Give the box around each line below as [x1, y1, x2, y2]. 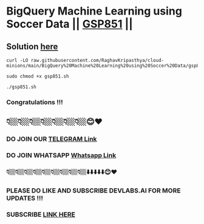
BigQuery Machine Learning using [6, 4, 182, 18]
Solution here [6, 41, 58, 52]
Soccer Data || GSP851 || [6, 17, 134, 31]
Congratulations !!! [6, 98, 63, 106]
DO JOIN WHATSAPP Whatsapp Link [6, 151, 117, 160]
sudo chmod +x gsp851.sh [6, 73, 69, 80]
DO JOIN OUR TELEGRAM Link [6, 135, 97, 143]
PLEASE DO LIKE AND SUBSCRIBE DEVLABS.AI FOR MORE [6, 186, 181, 195]
